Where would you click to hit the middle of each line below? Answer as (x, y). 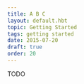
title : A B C (26, 14)
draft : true (25, 47)
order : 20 (22, 54)
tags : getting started (41, 34)
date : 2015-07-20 (33, 41)
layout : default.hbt (38, 21)
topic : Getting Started (42, 27)
